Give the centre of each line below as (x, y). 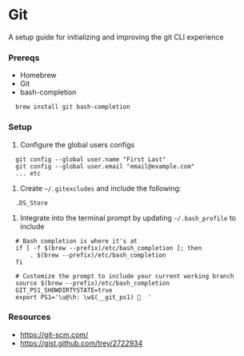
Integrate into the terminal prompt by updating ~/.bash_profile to (128, 217)
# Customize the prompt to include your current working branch (125, 276)
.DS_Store (32, 203)
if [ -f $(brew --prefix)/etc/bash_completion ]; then (109, 248)
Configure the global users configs (77, 144)
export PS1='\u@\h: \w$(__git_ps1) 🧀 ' (84, 297)
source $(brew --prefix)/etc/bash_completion (93, 283)
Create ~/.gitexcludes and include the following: (100, 188)
